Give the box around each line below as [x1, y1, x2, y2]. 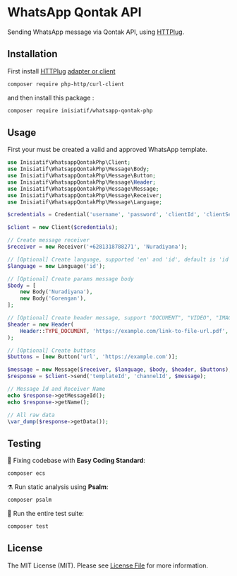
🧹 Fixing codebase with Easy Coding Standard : [7, 457, 146, 465]
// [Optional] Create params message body [7, 275, 134, 283]
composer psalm [7, 496, 52, 504]
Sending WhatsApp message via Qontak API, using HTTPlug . [7, 28, 185, 36]
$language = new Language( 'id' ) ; [7, 262, 106, 269]
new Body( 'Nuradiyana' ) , [20, 288, 93, 295]
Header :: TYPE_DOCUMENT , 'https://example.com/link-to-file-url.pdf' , [20, 327, 229, 334]
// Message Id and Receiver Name [7, 386, 106, 393]
